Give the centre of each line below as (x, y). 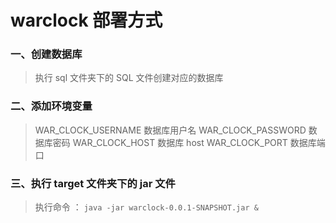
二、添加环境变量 (51, 106)
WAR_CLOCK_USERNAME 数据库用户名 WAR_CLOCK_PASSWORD (170, 130)
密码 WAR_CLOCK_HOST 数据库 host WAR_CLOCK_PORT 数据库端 (189, 142)
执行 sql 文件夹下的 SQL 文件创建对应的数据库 (129, 78)
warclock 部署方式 (86, 20)
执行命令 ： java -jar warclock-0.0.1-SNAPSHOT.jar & (146, 207)
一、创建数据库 (46, 54)
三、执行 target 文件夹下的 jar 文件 (93, 183)
